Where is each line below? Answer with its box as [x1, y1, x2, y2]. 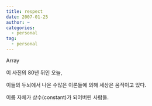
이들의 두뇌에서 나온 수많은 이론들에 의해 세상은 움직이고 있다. [6, 81, 147, 88]
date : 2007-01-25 [6, 14, 49, 20]
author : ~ [6, 19, 30, 25]
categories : [6, 24, 35, 31]
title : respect [6, 8, 43, 15]
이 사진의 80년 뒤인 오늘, [6, 69, 63, 76]
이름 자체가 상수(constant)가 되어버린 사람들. [6, 94, 109, 101]
